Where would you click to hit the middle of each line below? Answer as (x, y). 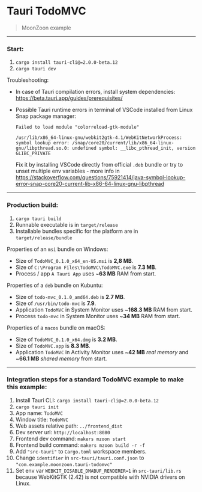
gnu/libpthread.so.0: (42, 149)
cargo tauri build (38, 219)
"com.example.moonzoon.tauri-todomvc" (64, 464)
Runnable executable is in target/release (67, 224)
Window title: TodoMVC (42, 419)
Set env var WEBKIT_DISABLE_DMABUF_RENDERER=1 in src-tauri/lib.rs (98, 470)
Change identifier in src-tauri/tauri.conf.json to (80, 458)
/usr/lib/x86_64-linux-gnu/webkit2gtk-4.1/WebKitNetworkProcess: (99, 138)
